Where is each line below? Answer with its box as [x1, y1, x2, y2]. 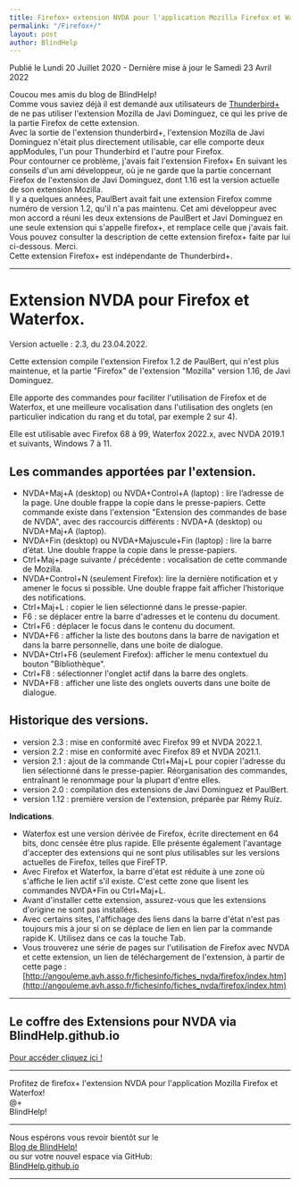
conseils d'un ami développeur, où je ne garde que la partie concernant [9, 165, 272, 176]
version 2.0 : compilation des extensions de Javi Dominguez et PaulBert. [21, 783, 289, 795]
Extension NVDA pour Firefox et [9, 290, 250, 311]
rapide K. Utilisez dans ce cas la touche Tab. [21, 933, 186, 943]
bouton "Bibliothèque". [21, 658, 106, 669]
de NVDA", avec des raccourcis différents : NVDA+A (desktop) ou [21, 516, 263, 527]
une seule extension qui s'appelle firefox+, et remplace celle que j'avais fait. [9, 222, 288, 233]
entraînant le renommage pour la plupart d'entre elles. [21, 774, 221, 785]
